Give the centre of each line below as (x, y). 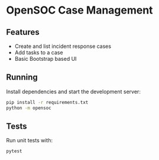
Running (22, 77)
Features (23, 32)
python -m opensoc (29, 108)
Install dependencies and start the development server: (73, 92)
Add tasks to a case (39, 53)
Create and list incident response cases (63, 46)
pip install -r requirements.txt (47, 102)
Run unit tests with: (30, 141)
